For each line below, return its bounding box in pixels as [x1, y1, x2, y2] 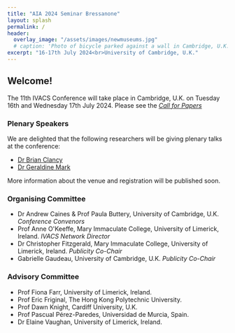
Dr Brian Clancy [17, 155, 63, 164]
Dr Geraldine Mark [17, 162, 71, 171]
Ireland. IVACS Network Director [17, 232, 111, 241]
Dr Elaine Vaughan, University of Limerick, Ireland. [17, 318, 162, 326]
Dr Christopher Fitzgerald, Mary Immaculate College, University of [17, 239, 208, 248]
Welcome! [7, 75, 52, 87]
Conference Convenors [17, 218, 85, 226]
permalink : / [7, 23, 45, 30]
